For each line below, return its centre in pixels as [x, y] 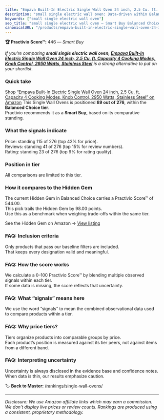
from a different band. [27, 348]
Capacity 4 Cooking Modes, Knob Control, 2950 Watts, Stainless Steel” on [80, 97]
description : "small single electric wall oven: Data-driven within [76, 14]
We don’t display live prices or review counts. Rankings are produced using [81, 407]
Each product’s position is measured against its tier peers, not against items [81, 342]
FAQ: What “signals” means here [45, 298]
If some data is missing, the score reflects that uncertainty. [64, 285]
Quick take [18, 82]
